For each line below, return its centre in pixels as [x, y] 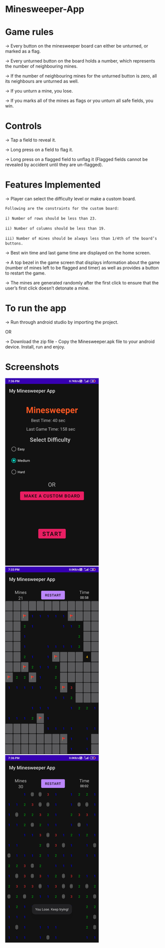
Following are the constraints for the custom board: [62, 208]
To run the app [36, 308]
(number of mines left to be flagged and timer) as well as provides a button [82, 268]
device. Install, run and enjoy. [35, 346]
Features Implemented [53, 185]
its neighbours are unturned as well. [42, 81]
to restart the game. [25, 273]
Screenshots [32, 367]
